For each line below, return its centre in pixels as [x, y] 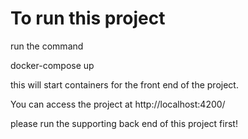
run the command [47, 46]
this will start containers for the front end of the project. [124, 84]
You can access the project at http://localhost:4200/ [118, 104]
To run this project [88, 18]
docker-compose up [52, 65]
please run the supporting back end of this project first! [124, 123]
